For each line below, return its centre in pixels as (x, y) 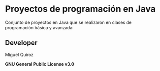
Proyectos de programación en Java (80, 9)
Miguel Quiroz (19, 54)
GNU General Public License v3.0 (40, 64)
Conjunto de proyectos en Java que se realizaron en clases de (68, 22)
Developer (21, 43)
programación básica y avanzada (39, 27)
